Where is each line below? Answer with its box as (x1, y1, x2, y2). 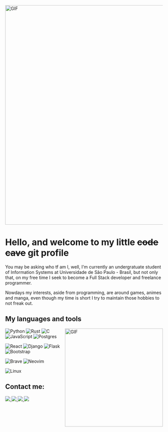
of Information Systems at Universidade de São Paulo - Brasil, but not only (5, 269, 158, 275)
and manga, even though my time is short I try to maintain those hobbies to (5, 295, 160, 301)
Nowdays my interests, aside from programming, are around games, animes (5, 290, 161, 296)
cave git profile (5, 247, 69, 259)
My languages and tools (5, 315, 81, 323)
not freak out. (5, 300, 33, 306)
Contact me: (5, 382, 45, 391)
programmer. (5, 279, 32, 285)
